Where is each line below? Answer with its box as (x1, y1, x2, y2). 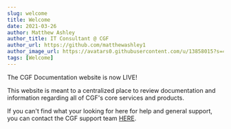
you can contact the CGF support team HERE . (7, 114, 137, 122)
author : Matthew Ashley (7, 29, 76, 36)
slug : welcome (7, 10, 48, 17)
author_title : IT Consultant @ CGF (7, 35, 109, 42)
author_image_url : (7, 48, 60, 55)
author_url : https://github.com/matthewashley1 (7, 42, 146, 48)
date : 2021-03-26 (7, 23, 57, 29)
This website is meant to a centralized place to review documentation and (7, 86, 216, 94)
